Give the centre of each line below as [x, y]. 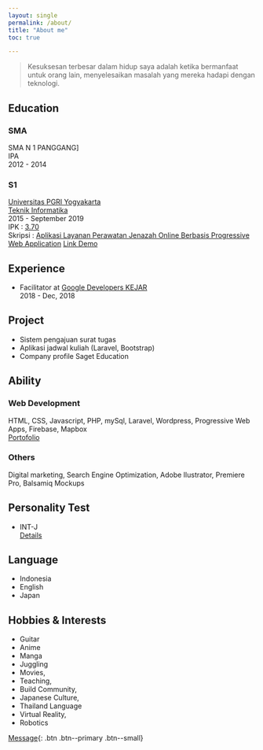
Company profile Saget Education [74, 356]
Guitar [29, 639]
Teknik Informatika [38, 210]
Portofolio [24, 437]
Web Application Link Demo [53, 244]
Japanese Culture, [49, 698]
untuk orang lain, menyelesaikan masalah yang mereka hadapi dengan [141, 75]
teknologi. [44, 83]
